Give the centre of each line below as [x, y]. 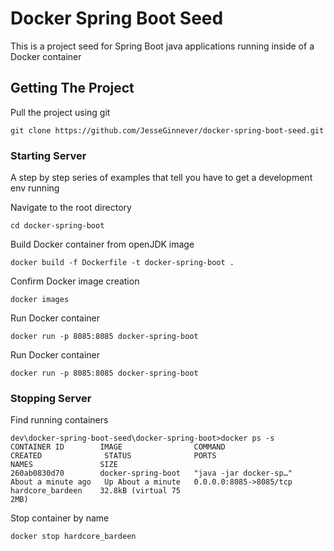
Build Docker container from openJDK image [102, 244]
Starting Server [48, 155]
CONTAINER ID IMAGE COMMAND [118, 447]
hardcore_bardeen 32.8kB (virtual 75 [96, 491]
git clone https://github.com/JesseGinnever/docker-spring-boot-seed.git [167, 130]
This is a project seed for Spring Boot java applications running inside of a [162, 46]
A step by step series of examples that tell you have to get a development [161, 178]
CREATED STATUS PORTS [113, 456]
